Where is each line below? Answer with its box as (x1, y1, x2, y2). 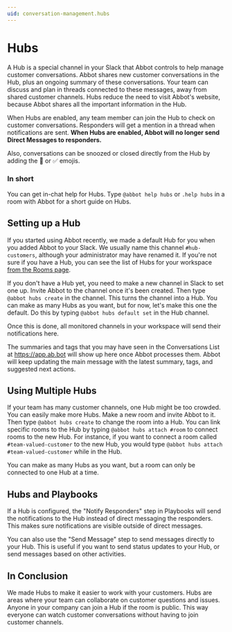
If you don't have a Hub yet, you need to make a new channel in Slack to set (7, 278, 224, 287)
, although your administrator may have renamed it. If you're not (35, 251, 217, 259)
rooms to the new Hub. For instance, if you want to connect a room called (7, 433, 217, 441)
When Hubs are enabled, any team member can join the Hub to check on (7, 113, 215, 122)
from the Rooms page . (7, 265, 71, 274)
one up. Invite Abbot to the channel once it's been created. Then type (7, 286, 206, 294)
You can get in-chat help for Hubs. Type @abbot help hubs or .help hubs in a (7, 190, 225, 198)
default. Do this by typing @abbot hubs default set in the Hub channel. (7, 308, 210, 317)
